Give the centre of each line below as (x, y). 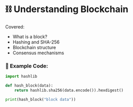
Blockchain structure (34, 47)
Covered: (15, 27)
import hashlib (21, 77)
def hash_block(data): (29, 86)
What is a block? (30, 37)
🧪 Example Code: (27, 66)
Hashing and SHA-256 (36, 42)
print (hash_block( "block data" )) (41, 99)
